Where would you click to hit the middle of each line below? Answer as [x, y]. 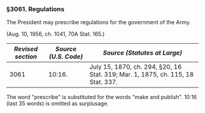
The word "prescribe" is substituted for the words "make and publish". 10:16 [102, 97]
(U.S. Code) [66, 56]
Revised [26, 49]
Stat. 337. [103, 82]
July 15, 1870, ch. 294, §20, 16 [135, 67]
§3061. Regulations [35, 9]
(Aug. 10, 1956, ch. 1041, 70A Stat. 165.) [56, 34]
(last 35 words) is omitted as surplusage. [57, 104]
